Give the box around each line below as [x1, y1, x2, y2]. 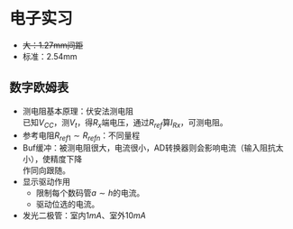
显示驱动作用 [22, 177, 70, 188]
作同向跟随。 [22, 165, 70, 176]
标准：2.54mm [22, 50, 78, 61]
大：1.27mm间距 [22, 40, 84, 50]
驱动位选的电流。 [35, 199, 100, 210]
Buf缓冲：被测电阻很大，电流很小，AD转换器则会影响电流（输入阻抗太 [22, 142, 284, 153]
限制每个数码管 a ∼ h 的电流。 [35, 188, 145, 198]
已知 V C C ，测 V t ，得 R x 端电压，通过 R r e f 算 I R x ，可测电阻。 [22, 116, 228, 130]
